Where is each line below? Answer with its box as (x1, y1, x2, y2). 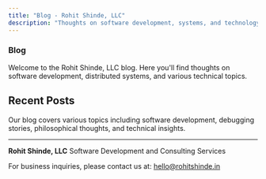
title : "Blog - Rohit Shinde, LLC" (8, 11, 126, 20)
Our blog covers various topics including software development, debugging (8, 115, 255, 125)
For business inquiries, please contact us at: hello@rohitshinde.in (8, 161, 221, 170)
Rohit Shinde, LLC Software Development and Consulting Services (8, 146, 226, 155)
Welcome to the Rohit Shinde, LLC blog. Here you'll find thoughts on (8, 62, 230, 72)
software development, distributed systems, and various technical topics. (8, 71, 248, 80)
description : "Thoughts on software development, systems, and (8, 19, 222, 27)
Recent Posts (8, 94, 75, 107)
